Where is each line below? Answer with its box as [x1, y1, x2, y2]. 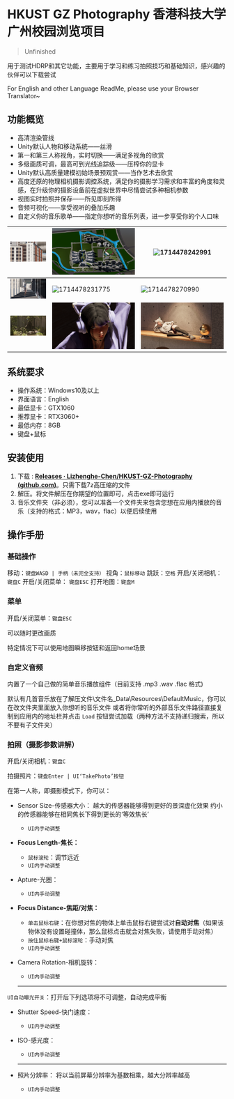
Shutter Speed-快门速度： [17, 1008, 93, 1016]
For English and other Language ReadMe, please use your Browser [7, 84, 199, 93]
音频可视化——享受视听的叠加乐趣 [17, 203, 116, 211]
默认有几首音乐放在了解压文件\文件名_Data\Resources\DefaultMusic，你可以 [7, 695, 226, 702]
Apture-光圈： [17, 875, 58, 884]
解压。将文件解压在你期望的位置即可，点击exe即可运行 [17, 489, 175, 498]
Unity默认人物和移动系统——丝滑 [17, 142, 113, 151]
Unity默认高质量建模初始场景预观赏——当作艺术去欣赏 [17, 168, 173, 176]
